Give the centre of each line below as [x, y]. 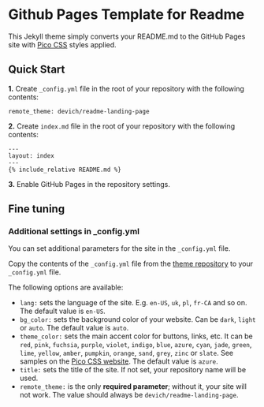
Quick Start [37, 70]
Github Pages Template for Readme [126, 15]
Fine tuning [37, 209]
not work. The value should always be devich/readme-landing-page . [129, 395]
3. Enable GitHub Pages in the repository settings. [89, 184]
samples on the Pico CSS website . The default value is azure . [119, 361]
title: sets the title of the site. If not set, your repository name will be [133, 370]
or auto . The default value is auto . [74, 328]
